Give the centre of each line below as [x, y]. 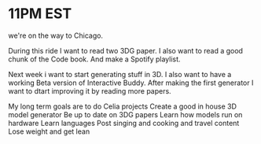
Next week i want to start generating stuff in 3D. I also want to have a [120, 74]
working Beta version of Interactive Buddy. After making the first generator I [131, 83]
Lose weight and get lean [49, 131]
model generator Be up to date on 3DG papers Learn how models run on [125, 114]
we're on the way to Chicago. [56, 35]
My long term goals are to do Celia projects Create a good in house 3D [123, 106]
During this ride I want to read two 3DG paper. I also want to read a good [126, 50]
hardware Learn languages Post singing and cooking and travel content [124, 123]
